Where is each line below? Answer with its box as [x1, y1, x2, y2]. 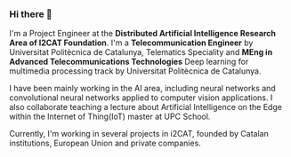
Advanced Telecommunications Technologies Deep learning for [9, 57, 249, 67]
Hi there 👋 [9, 8, 53, 20]
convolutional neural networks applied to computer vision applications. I [9, 92, 273, 103]
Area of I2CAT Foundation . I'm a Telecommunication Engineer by [9, 37, 254, 48]
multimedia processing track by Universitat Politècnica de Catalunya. [9, 66, 262, 76]
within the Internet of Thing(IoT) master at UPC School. [9, 111, 211, 122]
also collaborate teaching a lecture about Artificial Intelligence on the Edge [9, 102, 283, 113]
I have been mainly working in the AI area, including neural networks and [9, 83, 276, 94]
